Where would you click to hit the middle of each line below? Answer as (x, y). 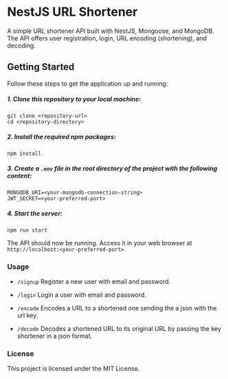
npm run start (27, 230)
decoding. (21, 45)
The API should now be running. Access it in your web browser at (100, 243)
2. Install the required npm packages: (62, 137)
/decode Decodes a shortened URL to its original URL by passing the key (119, 328)
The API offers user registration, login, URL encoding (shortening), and (107, 38)
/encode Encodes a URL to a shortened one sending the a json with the (117, 308)
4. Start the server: (35, 214)
